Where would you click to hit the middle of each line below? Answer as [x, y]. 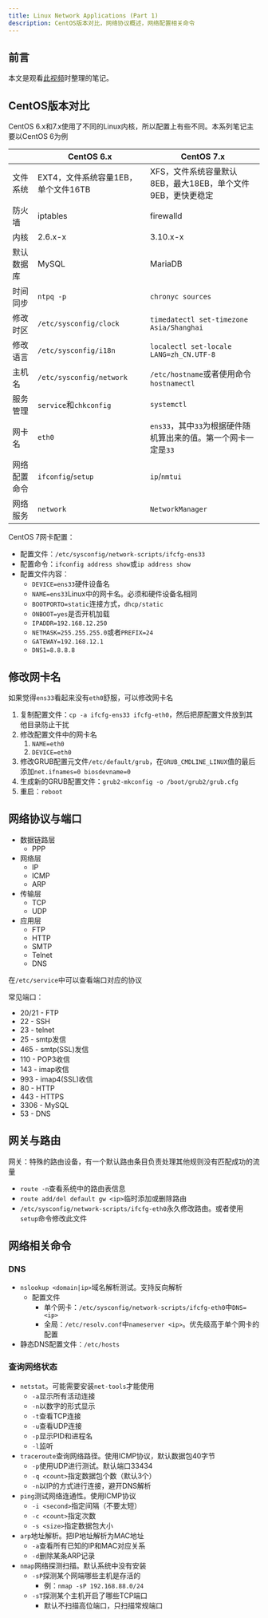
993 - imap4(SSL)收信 [56, 1079]
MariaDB [166, 264]
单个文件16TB [64, 190]
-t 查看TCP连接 [56, 1416]
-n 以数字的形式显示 [63, 1406]
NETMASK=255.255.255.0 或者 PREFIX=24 [93, 632]
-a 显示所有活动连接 [63, 1396]
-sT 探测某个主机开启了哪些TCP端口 [89, 1595]
